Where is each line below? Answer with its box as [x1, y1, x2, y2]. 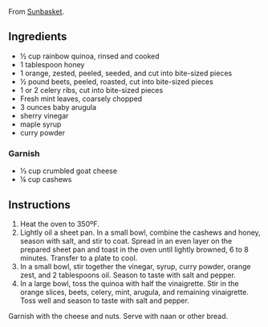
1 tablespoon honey [19, 59, 85, 69]
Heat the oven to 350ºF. [19, 219, 100, 228]
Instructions [8, 198, 71, 212]
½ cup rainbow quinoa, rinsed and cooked [19, 51, 160, 61]
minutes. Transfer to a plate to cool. [19, 252, 138, 263]
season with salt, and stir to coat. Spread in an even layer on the [19, 236, 233, 245]
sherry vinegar [19, 111, 69, 120]
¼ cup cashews [19, 175, 72, 184]
